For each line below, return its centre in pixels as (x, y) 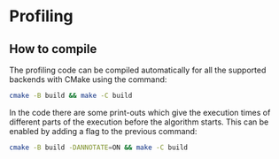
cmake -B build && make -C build (71, 95)
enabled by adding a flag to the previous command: (103, 131)
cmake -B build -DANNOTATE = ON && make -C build (99, 148)
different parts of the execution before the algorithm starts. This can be (139, 122)
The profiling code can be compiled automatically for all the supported (138, 70)
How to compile (53, 49)
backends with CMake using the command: (88, 79)
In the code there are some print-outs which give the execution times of (140, 112)
